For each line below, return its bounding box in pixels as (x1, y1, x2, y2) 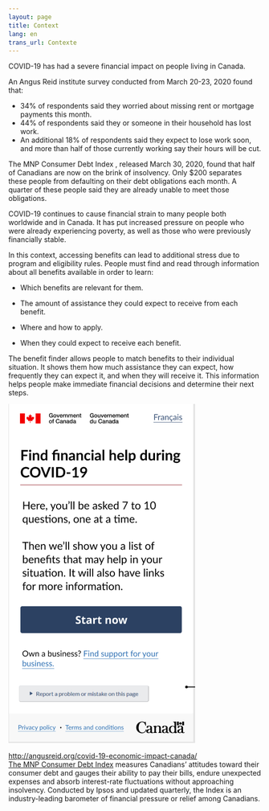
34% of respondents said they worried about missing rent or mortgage (19, 101, 255, 111)
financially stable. (8, 235, 67, 244)
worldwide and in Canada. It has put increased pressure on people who (8, 218, 245, 227)
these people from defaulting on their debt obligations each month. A (8, 177, 237, 186)
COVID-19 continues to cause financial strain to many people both (8, 209, 226, 219)
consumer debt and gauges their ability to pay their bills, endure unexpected (8, 768, 262, 778)
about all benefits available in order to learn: (8, 268, 154, 277)
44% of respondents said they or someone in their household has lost (19, 118, 251, 128)
